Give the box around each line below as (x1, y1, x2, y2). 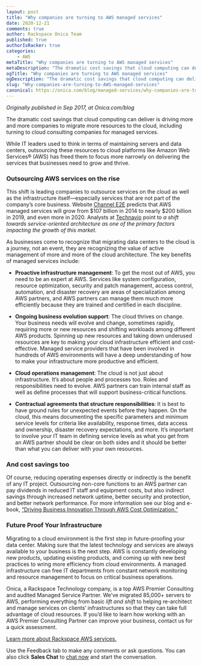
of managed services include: (6, 258, 80, 265)
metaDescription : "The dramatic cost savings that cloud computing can (6, 65, 189, 71)
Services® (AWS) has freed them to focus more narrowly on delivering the (6, 153, 190, 160)
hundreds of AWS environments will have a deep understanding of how (14, 351, 192, 359)
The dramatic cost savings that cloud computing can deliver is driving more (6, 115, 194, 122)
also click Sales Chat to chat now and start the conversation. (6, 653, 158, 661)
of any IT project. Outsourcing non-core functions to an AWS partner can (6, 480, 188, 487)
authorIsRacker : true (6, 43, 61, 49)
